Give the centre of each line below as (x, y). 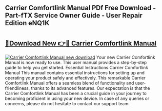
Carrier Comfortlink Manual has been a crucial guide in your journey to (76, 93)
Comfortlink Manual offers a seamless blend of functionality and (70, 83)
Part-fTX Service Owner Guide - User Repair (74, 16)
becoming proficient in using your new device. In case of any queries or (77, 98)
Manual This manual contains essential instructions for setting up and (75, 73)
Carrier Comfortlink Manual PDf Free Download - (81, 8)
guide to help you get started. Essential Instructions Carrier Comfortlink (77, 68)
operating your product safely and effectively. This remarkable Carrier (75, 78)
